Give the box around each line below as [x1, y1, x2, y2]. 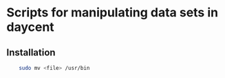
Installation [6, 47, 56, 58]
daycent [6, 19, 54, 35]
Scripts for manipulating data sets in [6, 5, 218, 21]
